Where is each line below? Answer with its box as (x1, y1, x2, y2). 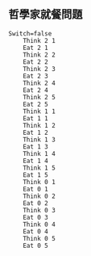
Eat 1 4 (23, 157, 48, 165)
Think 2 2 (23, 51, 56, 59)
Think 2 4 (23, 79, 56, 87)
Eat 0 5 (23, 241, 48, 250)
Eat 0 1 (23, 185, 48, 193)
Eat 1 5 (23, 170, 48, 179)
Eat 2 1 (23, 44, 48, 52)
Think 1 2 (23, 121, 56, 129)
